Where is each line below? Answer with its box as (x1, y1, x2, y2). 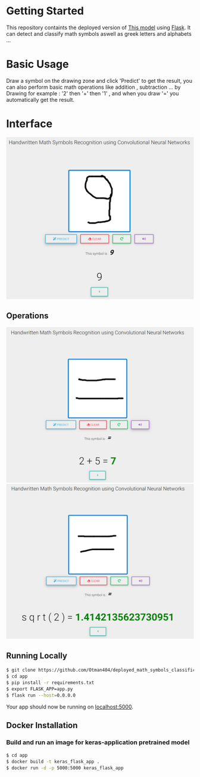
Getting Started (6, 4, 85, 18)
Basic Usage (6, 58, 69, 71)
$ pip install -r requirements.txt (6, 680, 95, 686)
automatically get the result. (6, 96, 75, 103)
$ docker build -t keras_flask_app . (6, 759, 100, 765)
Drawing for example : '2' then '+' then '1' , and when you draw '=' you (6, 89, 179, 97)
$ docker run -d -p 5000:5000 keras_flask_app (6, 765, 124, 771)
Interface (6, 117, 52, 130)
